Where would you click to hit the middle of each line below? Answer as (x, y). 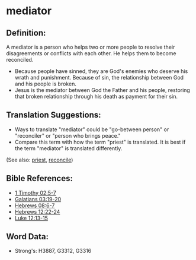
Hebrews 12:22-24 (37, 211)
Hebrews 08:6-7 (35, 205)
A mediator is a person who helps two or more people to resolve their (91, 47)
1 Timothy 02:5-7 (35, 193)
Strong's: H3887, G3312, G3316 (53, 251)
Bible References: (39, 178)
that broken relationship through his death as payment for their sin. (96, 96)
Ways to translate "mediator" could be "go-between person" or (92, 129)
